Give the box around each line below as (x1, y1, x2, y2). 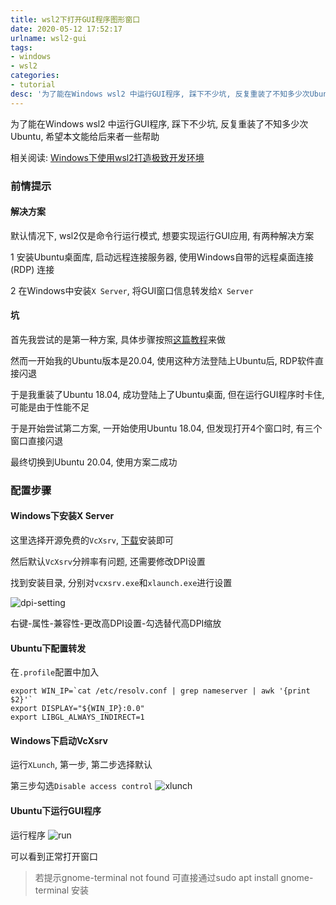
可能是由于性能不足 (10, 401, 90, 413)
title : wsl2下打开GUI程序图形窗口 (10, 14, 141, 25)
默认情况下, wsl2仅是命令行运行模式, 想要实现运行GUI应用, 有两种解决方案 (10, 229, 315, 241)
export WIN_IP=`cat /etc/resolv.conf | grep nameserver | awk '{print (10, 686, 311, 696)
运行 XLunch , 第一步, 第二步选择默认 (10, 759, 153, 771)
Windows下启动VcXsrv (10, 734, 108, 746)
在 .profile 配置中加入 (10, 666, 100, 678)
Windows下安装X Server (10, 510, 115, 522)
